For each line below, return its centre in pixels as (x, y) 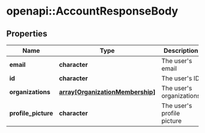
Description (181, 51)
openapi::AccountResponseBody (92, 11)
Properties (27, 34)
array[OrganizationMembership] (107, 92)
